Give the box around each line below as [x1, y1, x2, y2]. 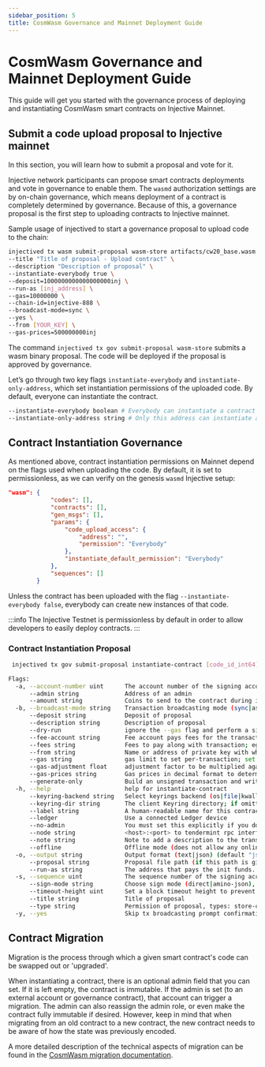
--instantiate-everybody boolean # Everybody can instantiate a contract [8, 407, 256, 415]
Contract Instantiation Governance [8, 435, 183, 450]
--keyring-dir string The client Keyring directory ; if [28, 800, 238, 808]
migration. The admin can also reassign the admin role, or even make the [8, 1001, 245, 1010]
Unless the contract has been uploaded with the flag [8, 591, 179, 600]
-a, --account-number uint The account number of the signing [15, 682, 242, 690]
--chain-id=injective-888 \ [8, 299, 101, 308]
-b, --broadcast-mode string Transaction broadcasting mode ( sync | [15, 704, 252, 712]
